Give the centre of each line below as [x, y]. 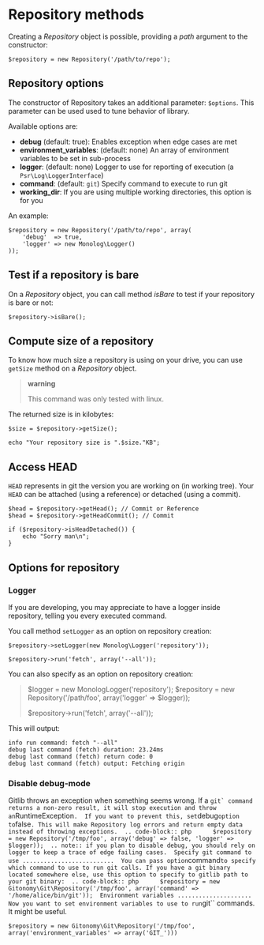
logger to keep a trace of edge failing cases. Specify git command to [130, 853]
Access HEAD [43, 467]
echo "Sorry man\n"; [56, 537]
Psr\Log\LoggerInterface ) [61, 175]
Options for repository [64, 568]
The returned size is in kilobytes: [61, 414]
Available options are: [43, 126]
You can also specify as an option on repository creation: [101, 674]
